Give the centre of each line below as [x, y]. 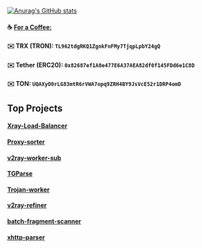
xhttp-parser [26, 237]
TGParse [20, 174]
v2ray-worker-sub [34, 158]
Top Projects [35, 108]
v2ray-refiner [27, 206]
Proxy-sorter [26, 142]
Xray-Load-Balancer [37, 126]
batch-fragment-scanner [44, 221]
